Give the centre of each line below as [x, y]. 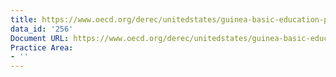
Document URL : [40, 38]
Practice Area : [42, 47]
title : [24, 19]
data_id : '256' [42, 29]
